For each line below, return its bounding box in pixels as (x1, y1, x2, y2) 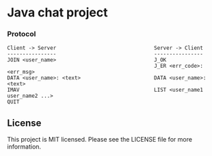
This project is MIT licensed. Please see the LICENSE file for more (7, 135, 193, 144)
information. (7, 142, 42, 151)
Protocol (7, 29, 36, 39)
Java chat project (7, 5, 108, 21)
